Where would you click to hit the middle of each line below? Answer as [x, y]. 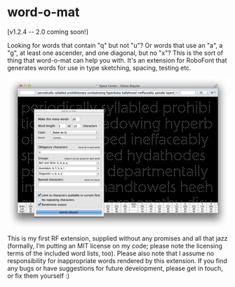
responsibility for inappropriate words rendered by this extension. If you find [117, 260]
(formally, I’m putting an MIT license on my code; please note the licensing [115, 245]
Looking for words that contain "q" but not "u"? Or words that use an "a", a [115, 45]
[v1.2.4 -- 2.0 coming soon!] [48, 32]
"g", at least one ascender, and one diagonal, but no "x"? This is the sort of [115, 53]
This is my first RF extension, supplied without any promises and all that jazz [117, 238]
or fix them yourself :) [39, 276]
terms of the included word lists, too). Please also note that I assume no [111, 253]
